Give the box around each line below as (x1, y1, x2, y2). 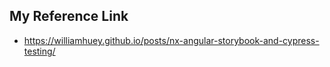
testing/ (23, 45, 56, 57)
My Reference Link (9, 8, 129, 25)
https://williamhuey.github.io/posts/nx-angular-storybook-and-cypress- (23, 34, 320, 46)
